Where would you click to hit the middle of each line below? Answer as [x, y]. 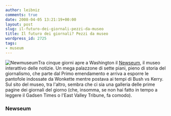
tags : [11, 43]
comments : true [21, 15]
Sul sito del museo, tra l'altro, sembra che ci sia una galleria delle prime [80, 84]
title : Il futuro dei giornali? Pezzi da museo [57, 34]
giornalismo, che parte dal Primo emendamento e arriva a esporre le [77, 73]
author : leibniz [22, 10]
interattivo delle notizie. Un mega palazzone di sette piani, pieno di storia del [86, 68]
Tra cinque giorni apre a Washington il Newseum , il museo [99, 62]
